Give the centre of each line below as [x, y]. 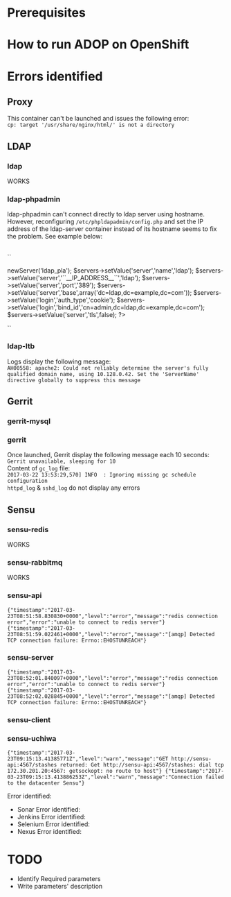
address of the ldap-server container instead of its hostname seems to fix [112, 229]
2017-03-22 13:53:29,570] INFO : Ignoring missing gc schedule [102, 475]
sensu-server [30, 658]
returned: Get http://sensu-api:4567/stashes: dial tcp [142, 765]
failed [215, 777]
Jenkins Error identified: [52, 817]
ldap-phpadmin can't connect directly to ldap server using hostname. [106, 214]
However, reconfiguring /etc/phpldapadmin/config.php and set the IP [105, 222]
